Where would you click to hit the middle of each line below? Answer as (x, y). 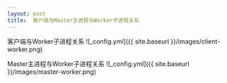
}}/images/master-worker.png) (52, 72)
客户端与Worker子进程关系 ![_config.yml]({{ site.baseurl (88, 41)
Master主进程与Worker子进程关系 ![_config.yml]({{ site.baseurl (98, 63)
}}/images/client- (196, 41)
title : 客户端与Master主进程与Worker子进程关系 (73, 20)
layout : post (27, 14)
